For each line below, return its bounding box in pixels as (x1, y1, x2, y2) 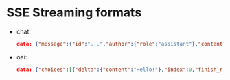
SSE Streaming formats (6, 5, 142, 21)
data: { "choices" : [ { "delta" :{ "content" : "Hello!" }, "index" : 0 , (16, 66, 196, 73)
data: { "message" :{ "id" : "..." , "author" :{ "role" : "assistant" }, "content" (16, 40, 226, 47)
